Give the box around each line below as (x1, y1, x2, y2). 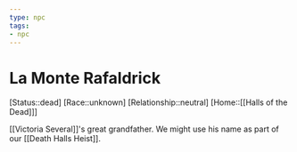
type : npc (9, 12, 46, 22)
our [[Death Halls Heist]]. (9, 133, 101, 144)
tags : (9, 21, 29, 30)
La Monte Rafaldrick (9, 68, 161, 88)
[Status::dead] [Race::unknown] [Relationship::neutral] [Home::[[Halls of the (9, 97, 288, 108)
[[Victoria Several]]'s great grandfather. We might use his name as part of (9, 124, 279, 134)
